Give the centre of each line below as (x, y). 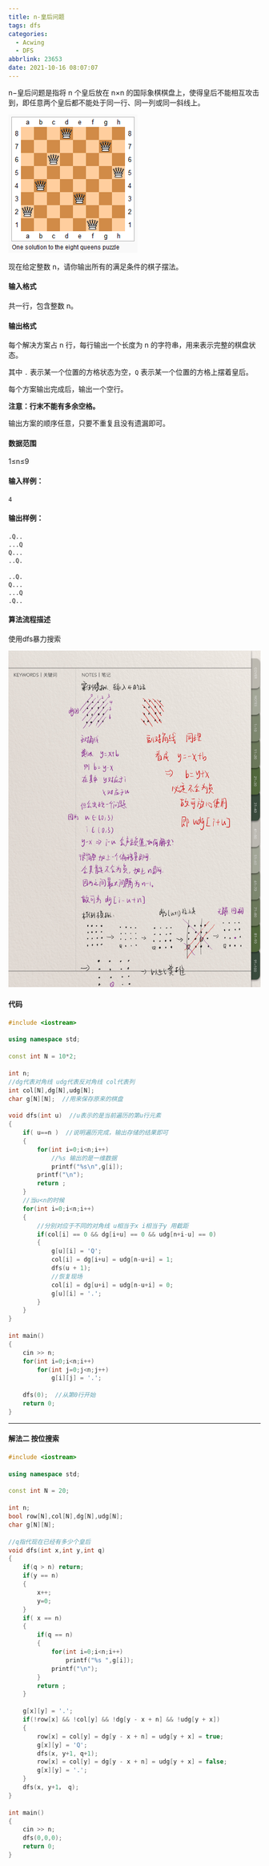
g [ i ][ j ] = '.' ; (76, 1378)
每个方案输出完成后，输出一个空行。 (68, 389)
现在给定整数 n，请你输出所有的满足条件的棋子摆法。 (96, 266)
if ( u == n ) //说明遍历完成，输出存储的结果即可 (96, 1133)
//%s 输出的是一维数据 (84, 1158)
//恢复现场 (66, 1276)
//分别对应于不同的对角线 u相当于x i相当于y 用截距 (113, 1226)
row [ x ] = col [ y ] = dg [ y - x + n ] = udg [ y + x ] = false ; (132, 1762)
